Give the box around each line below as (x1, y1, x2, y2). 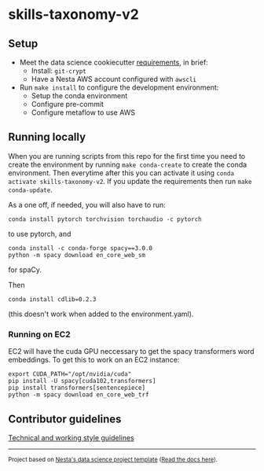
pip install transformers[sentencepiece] (8, 384, 146, 392)
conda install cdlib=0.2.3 (8, 295, 97, 304)
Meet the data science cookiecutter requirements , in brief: (19, 57, 208, 67)
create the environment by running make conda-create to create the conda (8, 160, 247, 169)
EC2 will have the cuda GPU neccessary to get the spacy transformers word (8, 347, 255, 356)
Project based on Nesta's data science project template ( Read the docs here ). (8, 455, 218, 463)
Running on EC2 (8, 329, 71, 340)
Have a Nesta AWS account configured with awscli (31, 75, 197, 83)
